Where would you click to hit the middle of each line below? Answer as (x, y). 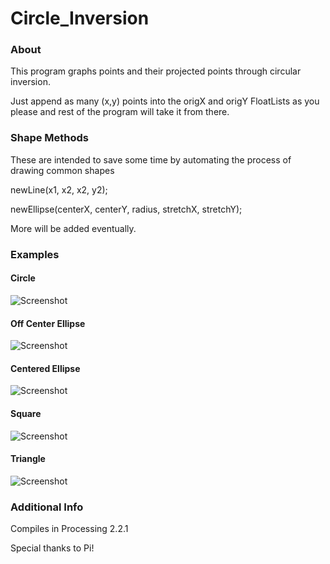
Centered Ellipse (45, 368)
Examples (35, 254)
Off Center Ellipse (48, 323)
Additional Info (47, 507)
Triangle (28, 459)
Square (26, 413)
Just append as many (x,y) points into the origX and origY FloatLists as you (165, 101)
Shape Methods (50, 138)
